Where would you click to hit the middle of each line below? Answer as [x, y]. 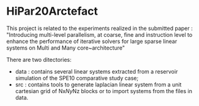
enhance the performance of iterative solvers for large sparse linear [92, 41]
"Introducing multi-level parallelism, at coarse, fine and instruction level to [99, 34]
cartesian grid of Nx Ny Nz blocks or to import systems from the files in [104, 91]
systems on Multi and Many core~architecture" [66, 48]
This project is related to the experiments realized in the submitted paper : [99, 28]
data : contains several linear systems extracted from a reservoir [96, 71]
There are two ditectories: [39, 59]
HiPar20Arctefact [52, 11]
